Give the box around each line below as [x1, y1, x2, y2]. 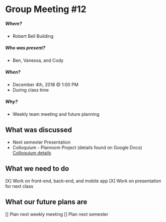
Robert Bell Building [12, 33, 54, 39]
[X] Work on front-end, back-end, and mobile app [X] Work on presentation [5, 178, 161, 184]
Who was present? [5, 44, 46, 51]
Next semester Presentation [12, 139, 70, 145]
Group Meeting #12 [5, 4, 87, 15]
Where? [5, 20, 22, 26]
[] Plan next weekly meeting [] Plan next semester [5, 211, 109, 217]
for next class [5, 183, 34, 189]
